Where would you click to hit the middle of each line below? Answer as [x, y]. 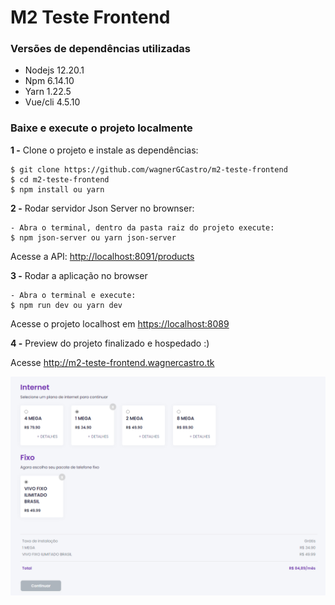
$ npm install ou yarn [57, 189]
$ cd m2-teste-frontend [60, 179]
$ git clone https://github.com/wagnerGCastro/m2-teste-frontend [149, 169]
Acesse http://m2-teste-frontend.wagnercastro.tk [112, 362]
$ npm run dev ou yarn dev [66, 305]
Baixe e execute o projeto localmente [101, 128]
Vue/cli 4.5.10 [52, 102]
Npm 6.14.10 [49, 81]
